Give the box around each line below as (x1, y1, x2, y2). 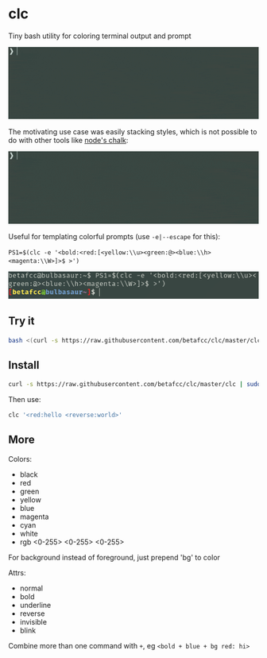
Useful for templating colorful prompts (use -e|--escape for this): (8, 231, 221, 241)
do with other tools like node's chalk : (8, 136, 129, 145)
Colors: (8, 454, 33, 463)
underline (19, 600, 52, 610)
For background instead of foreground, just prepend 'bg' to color (8, 552, 221, 562)
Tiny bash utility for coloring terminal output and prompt (8, 31, 192, 41)
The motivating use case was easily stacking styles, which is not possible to (8, 127, 257, 137)
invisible (19, 617, 48, 626)
